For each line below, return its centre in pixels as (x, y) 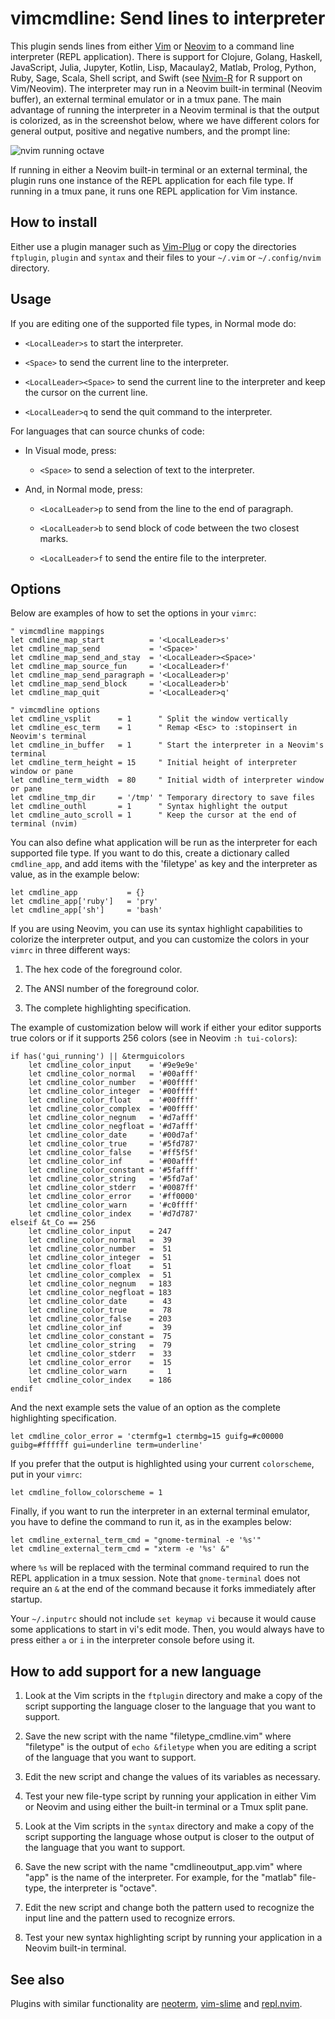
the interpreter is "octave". (103, 1888)
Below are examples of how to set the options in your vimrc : (133, 613)
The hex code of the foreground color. (103, 969)
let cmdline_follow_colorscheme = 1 (86, 1493)
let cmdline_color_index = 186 (100, 1380)
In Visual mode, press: (70, 450)
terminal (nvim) (44, 824)
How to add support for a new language (136, 1671)
